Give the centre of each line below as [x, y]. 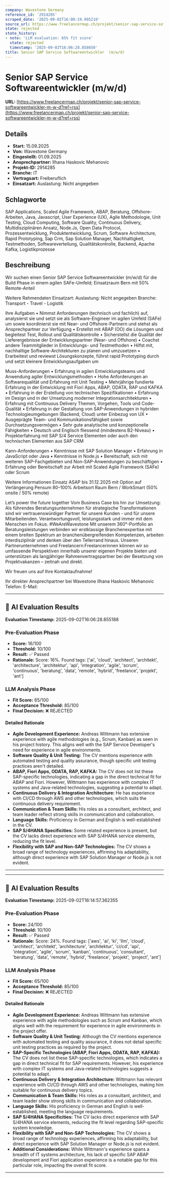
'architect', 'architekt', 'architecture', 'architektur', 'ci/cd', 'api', [76, 946]
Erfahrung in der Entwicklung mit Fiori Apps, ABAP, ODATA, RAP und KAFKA [84, 387]
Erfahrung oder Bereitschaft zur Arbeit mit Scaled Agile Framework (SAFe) [82, 467]
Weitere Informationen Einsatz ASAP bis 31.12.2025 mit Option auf [73, 482]
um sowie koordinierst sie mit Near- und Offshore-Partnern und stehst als [81, 323]
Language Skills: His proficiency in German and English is [73, 1106]
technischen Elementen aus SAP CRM [45, 441]
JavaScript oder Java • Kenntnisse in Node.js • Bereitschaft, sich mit [76, 456]
